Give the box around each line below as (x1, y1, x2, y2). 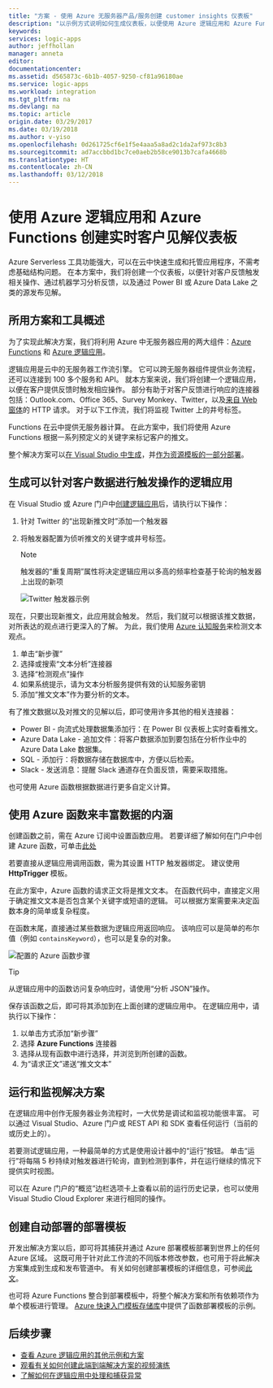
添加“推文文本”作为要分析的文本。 (19, 689, 134, 699)
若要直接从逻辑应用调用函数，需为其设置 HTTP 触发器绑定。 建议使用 (8, 859, 240, 868)
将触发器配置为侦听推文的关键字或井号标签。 (19, 533, 171, 543)
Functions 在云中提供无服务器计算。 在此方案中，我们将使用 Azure (8, 422, 232, 432)
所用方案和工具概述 (8, 314, 105, 328)
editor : (8, 58, 35, 66)
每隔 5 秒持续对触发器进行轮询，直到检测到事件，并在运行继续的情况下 (25, 1156, 262, 1166)
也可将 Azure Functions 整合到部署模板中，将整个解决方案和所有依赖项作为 (8, 1290, 260, 1300)
